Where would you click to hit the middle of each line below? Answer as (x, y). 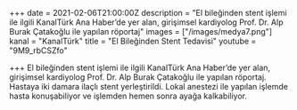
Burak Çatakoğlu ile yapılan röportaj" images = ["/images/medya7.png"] (141, 31)
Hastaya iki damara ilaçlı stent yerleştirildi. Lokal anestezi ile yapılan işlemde (148, 86)
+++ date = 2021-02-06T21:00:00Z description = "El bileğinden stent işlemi (148, 13)
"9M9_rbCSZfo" (39, 51)
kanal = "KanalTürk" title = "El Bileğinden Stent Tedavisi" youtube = (133, 41)
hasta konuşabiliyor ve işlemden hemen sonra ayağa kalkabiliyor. (128, 96)
